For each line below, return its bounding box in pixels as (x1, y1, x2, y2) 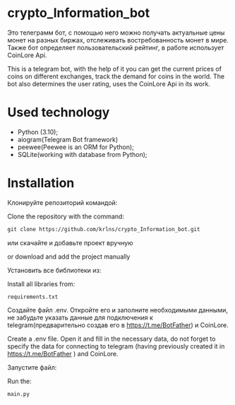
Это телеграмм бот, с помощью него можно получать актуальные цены (7, 28, 225, 37)
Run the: (7, 377, 32, 385)
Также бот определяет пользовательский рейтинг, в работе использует (7, 43, 224, 52)
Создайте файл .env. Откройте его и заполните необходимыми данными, (7, 305, 228, 314)
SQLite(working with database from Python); (17, 150, 147, 158)
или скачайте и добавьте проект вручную (7, 238, 133, 247)
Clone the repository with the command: (7, 212, 125, 221)
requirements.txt (7, 293, 59, 300)
